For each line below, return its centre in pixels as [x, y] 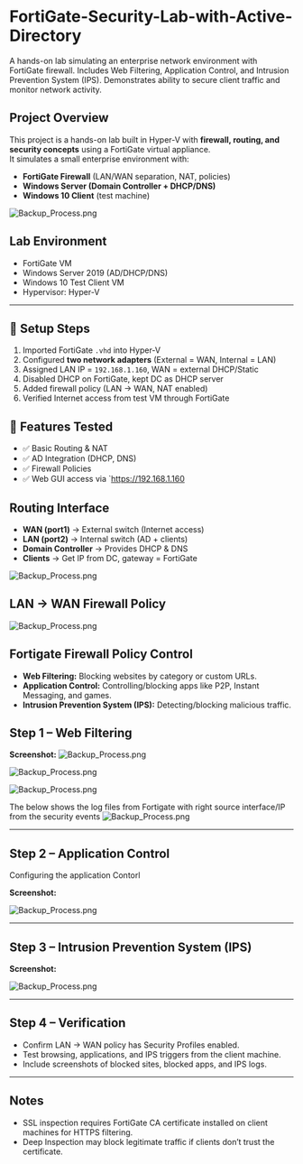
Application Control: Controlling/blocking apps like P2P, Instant [141, 685]
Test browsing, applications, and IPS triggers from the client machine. [151, 1054]
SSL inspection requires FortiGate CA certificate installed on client [145, 1122]
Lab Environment [58, 241]
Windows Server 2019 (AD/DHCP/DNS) [95, 273]
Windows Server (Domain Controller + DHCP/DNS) [119, 186]
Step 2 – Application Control [90, 853]
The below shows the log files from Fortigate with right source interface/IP [147, 807]
